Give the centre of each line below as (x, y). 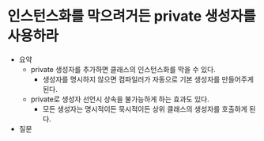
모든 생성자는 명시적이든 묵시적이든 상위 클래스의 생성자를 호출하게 (145, 109)
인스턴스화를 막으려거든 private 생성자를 (132, 16)
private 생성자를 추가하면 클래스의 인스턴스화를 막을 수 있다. (123, 69)
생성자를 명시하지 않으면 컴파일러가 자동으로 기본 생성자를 (131, 79)
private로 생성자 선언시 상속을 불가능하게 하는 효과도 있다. (120, 99)
